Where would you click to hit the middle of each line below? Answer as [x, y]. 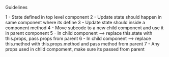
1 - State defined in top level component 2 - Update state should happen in [83, 17]
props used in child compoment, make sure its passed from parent [75, 49]
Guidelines [17, 7]
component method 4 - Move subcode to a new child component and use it [84, 28]
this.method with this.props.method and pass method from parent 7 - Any [82, 44]
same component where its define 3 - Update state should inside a [75, 22]
